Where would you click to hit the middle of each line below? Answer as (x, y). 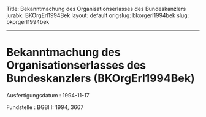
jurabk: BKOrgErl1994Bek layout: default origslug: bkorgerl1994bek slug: (98, 15)
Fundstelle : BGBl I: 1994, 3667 (45, 107)
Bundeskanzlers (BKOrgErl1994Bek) (101, 78)
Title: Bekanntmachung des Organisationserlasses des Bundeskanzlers (96, 9)
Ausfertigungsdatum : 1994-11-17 (48, 95)
